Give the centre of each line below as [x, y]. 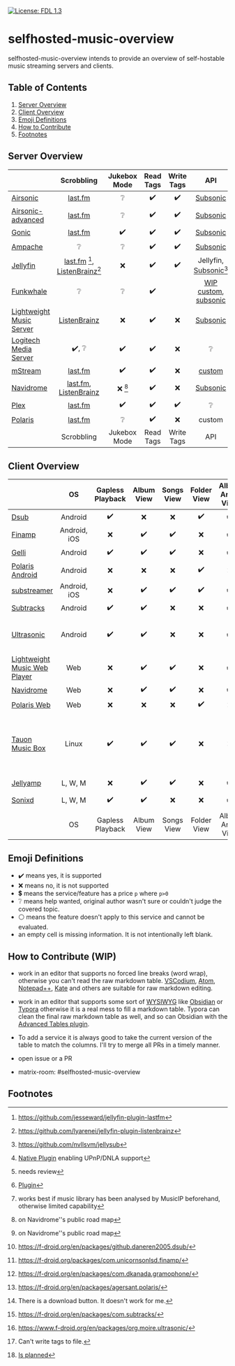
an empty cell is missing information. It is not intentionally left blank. [115, 935]
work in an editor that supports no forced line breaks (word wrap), [113, 973]
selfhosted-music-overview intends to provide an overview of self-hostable [116, 58]
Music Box [29, 748]
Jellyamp [26, 783]
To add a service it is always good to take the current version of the [115, 1037]
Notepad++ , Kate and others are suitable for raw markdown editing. [115, 988]
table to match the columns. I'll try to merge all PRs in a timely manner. [119, 1045]
